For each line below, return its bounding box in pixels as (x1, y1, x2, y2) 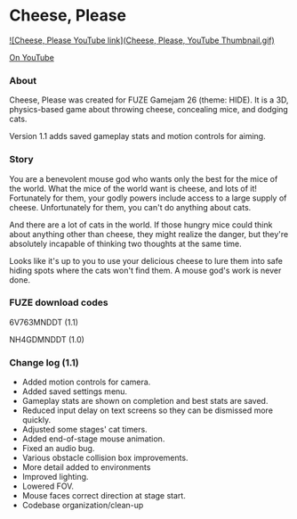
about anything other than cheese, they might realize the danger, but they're (9, 228, 289, 239)
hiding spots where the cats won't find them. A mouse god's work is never (9, 265, 282, 276)
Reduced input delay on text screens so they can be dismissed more (21, 405, 274, 416)
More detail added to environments (21, 462, 151, 473)
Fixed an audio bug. (21, 443, 95, 454)
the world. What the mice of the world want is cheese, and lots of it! (9, 183, 258, 194)
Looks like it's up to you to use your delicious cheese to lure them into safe (9, 255, 283, 266)
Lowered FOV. (21, 481, 74, 491)
